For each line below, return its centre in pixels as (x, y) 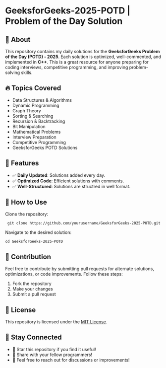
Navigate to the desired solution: (38, 232)
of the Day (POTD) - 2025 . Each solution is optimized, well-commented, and (83, 57)
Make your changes (32, 289)
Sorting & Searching (33, 116)
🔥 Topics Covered (33, 88)
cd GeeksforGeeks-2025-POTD (34, 242)
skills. (27, 73)
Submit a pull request (34, 294)
